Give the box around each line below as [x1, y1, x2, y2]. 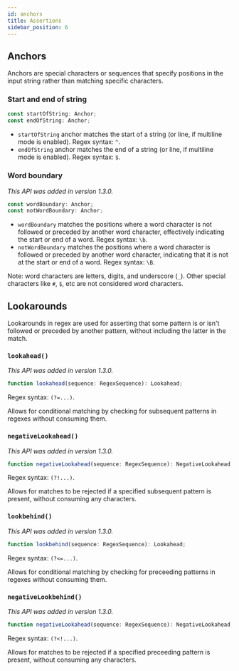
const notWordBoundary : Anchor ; [7, 208, 103, 215]
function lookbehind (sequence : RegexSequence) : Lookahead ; [7, 541, 186, 548]
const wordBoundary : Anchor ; [7, 200, 94, 208]
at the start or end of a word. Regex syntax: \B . [17, 258, 155, 267]
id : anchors [7, 10, 43, 18]
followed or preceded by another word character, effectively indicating [17, 227, 225, 236]
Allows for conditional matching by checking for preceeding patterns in [7, 568, 216, 576]
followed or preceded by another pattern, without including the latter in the [7, 327, 226, 335]
